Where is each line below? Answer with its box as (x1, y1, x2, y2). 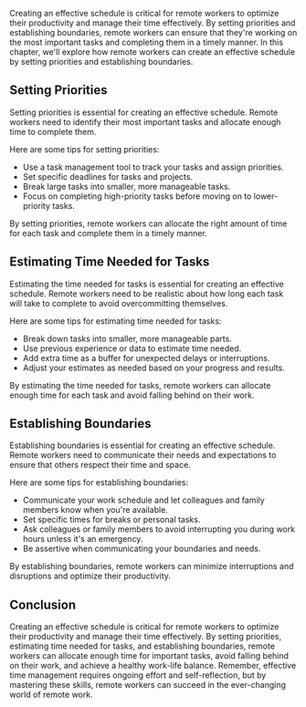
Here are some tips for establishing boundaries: (9, 477, 189, 488)
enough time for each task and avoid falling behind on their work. (9, 390, 255, 400)
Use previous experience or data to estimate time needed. (22, 342, 242, 354)
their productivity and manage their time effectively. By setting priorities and (9, 17, 296, 28)
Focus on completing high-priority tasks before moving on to (22, 191, 252, 202)
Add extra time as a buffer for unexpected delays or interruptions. (22, 352, 270, 363)
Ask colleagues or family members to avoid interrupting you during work (22, 524, 295, 535)
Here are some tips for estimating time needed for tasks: (9, 315, 222, 327)
